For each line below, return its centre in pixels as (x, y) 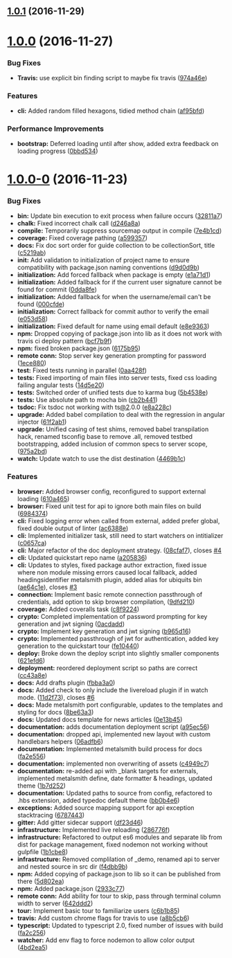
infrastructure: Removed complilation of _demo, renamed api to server (118, 859)
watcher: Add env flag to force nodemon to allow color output (106, 940)
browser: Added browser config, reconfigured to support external (111, 491)
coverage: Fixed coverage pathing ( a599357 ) (82, 237)
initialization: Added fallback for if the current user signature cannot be (119, 282)
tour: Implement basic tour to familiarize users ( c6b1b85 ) (98, 911)
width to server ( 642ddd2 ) (55, 903)
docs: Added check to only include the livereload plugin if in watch (113, 690)
